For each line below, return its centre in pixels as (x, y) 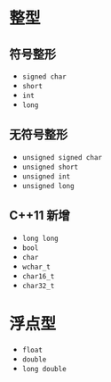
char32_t (38, 286)
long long (40, 238)
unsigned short (50, 167)
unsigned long (48, 186)
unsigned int (46, 176)
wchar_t (36, 267)
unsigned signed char (62, 157)
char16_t (38, 276)
